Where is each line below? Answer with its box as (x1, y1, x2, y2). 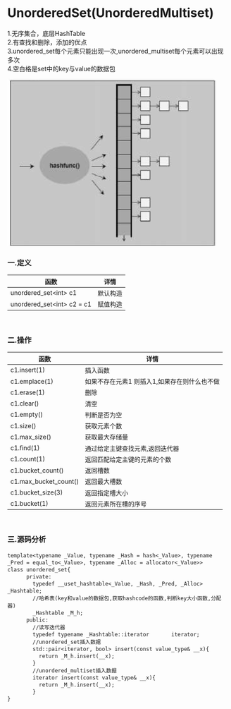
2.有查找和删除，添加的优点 (7, 37, 87, 47)
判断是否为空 (85, 411, 123, 419)
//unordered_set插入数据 (32, 638, 101, 646)
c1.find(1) (10, 444, 40, 452)
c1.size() (10, 421, 37, 430)
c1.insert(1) (10, 365, 46, 375)
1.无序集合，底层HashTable (7, 29, 86, 37)
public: (25, 616, 49, 624)
